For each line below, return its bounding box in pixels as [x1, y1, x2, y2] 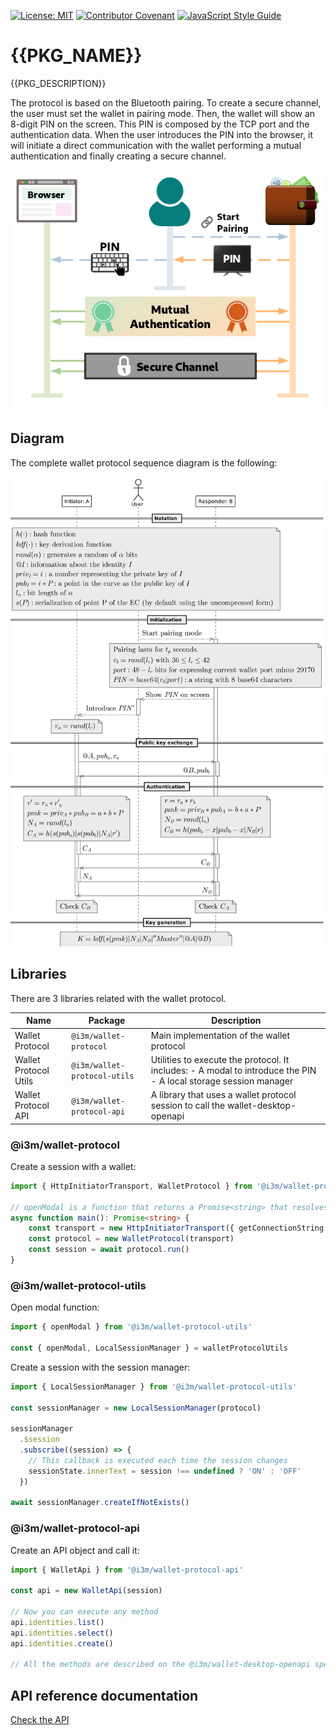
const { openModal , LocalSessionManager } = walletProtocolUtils [10, 1343, 288, 1353]
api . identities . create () [10, 1638, 114, 1649]
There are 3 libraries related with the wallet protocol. [10, 992, 227, 1004]
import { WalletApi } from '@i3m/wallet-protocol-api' [10, 1565, 244, 1575]
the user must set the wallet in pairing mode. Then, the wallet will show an [10, 107, 316, 119]
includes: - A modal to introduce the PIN [150, 1064, 317, 1076]
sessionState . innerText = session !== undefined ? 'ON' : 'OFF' [28, 1466, 302, 1476]
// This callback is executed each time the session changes [28, 1455, 288, 1465]
